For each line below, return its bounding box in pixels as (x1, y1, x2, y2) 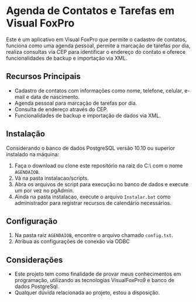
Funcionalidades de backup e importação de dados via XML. (14, 112, 161, 119)
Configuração (6, 216, 58, 226)
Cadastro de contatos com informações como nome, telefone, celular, (14, 87, 183, 94)
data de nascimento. (30, 93, 80, 100)
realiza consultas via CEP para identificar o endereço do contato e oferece (6, 48, 186, 55)
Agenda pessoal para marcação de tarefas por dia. (14, 99, 137, 107)
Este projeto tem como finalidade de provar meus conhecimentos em (14, 270, 181, 277)
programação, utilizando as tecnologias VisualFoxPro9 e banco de (14, 277, 174, 284)
